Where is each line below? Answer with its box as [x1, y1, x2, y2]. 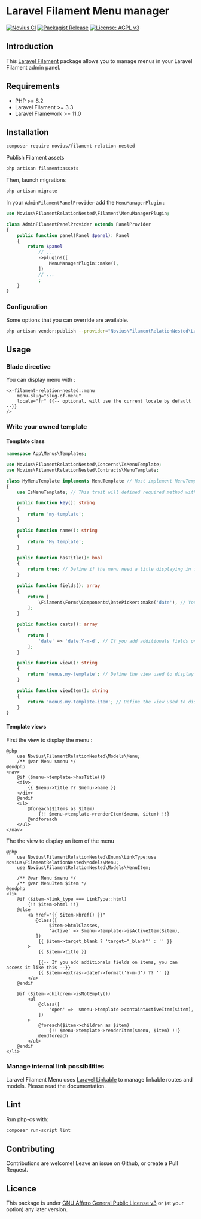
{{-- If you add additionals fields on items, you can [38, 959, 178, 965]
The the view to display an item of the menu [6, 837, 115, 844]
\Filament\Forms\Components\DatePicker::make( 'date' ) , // [38, 599, 186, 606]
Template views [6, 723, 47, 730]
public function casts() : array [17, 621, 98, 628]
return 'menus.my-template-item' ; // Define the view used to [28, 699, 186, 705]
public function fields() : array [17, 582, 100, 589]
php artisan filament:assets [6, 166, 79, 172]
